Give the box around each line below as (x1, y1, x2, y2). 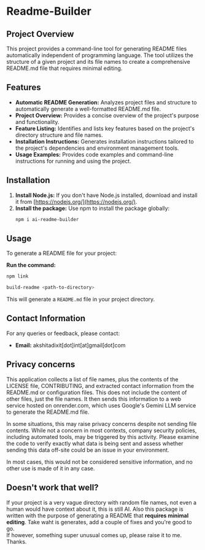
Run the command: (6, 261, 56, 269)
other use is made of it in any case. (6, 465, 95, 472)
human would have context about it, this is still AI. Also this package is (6, 505, 184, 513)
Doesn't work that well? (6, 482, 99, 493)
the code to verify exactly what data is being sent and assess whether (6, 440, 184, 447)
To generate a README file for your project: (6, 250, 117, 257)
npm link (6, 273, 29, 280)
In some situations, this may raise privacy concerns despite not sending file (6, 420, 197, 427)
